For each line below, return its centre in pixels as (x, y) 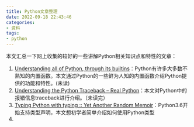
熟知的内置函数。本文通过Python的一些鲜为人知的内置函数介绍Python (98, 76)
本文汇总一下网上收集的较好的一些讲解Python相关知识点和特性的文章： (91, 56)
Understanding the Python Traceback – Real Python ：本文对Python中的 (101, 90)
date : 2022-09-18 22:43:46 (39, 17)
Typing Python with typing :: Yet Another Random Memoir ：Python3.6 (98, 105)
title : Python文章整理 (32, 11)
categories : (20, 22)
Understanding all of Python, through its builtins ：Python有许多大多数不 (101, 68)
